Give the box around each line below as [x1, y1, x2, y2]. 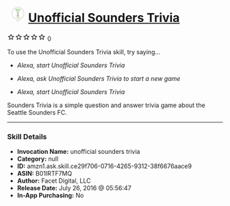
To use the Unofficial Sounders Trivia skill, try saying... [7, 47, 161, 56]
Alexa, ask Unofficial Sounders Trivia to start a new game [16, 74, 181, 82]
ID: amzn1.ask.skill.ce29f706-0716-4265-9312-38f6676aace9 [16, 162, 192, 170]
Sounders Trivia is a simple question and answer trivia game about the [7, 101, 205, 109]
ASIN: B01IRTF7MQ [16, 170, 73, 178]
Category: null [16, 154, 59, 163]
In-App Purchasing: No [16, 192, 84, 200]
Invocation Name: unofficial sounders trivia [16, 148, 140, 156]
